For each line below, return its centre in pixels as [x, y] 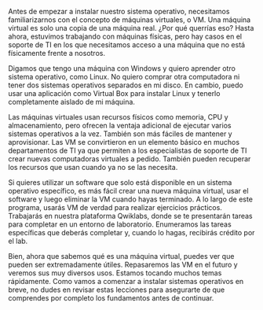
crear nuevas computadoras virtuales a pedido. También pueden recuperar [130, 159]
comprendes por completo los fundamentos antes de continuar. [111, 298]
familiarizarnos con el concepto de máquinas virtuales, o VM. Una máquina [130, 20]
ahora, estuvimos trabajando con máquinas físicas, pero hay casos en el [125, 36]
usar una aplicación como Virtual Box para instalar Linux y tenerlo [114, 93]
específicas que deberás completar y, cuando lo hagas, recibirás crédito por [131, 232]
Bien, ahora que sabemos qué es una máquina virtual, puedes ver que [121, 256]
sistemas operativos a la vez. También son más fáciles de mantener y [121, 134]
